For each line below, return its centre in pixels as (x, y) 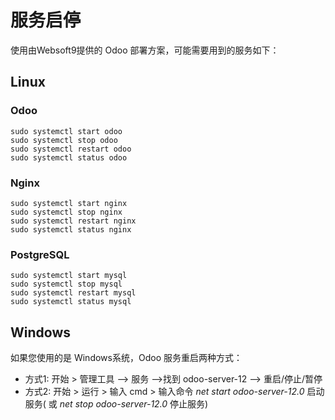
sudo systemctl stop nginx (66, 212)
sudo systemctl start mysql (69, 276)
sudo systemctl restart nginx (73, 221)
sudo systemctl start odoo (66, 131)
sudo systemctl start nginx (69, 203)
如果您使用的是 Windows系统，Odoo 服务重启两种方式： (126, 358)
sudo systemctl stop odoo (64, 140)
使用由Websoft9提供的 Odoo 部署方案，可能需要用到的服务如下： (145, 50)
